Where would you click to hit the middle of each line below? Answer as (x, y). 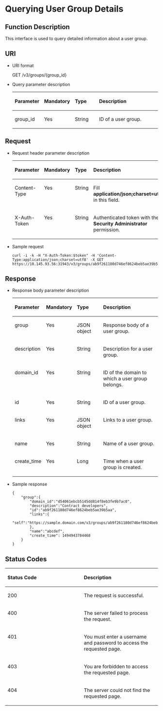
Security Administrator (120, 224)
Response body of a (126, 325)
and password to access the (116, 643)
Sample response (30, 484)
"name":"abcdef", (47, 531)
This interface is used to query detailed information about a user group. (76, 38)
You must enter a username (115, 637)
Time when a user (123, 461)
